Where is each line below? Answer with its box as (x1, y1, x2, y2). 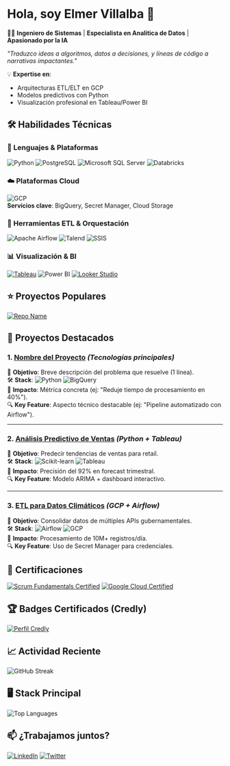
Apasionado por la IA (7, 36, 68, 44)
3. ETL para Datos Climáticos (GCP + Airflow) (7, 501, 160, 510)
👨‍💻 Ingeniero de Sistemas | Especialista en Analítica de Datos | (7, 29, 190, 37)
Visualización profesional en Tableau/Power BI (16, 98, 149, 106)
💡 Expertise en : (7, 70, 52, 78)
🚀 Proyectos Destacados (7, 332, 114, 343)
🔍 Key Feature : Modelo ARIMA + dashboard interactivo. (7, 475, 166, 483)
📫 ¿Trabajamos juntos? (7, 730, 110, 742)
